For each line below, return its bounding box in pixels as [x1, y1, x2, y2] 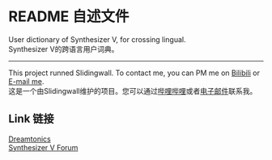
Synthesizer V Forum [8, 142, 79, 152]
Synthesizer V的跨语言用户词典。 [8, 44, 119, 53]
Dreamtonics [8, 134, 51, 144]
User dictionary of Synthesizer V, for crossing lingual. [8, 34, 186, 44]
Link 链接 [8, 112, 54, 126]
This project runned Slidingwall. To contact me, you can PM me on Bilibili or [8, 68, 261, 78]
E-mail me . [8, 76, 45, 86]
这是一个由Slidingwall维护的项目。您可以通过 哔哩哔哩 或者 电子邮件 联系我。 [8, 86, 257, 95]
